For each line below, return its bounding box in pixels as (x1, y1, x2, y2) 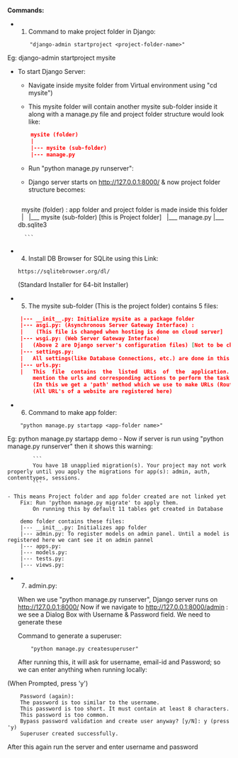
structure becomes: (28, 185, 86, 194)
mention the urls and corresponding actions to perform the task (33, 374, 230, 382)
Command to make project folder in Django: (28, 28, 156, 36)
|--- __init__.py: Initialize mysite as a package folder (20, 315, 195, 323)
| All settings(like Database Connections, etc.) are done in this (20, 354, 230, 362)
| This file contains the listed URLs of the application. (20, 368, 230, 375)
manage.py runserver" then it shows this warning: (7, 442, 154, 450)
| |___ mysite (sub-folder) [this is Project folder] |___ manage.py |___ (21, 212, 225, 221)
